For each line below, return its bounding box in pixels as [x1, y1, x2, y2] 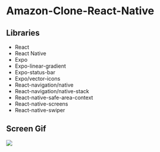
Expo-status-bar [14, 69, 55, 75]
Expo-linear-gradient [14, 62, 67, 69]
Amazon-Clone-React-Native [6, 4, 155, 18]
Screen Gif [6, 123, 46, 134]
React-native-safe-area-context [14, 94, 93, 101]
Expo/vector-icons [14, 75, 61, 82]
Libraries [6, 28, 40, 38]
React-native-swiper [14, 107, 65, 113]
